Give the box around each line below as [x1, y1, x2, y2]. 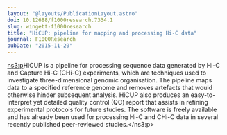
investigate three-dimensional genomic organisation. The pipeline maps [7, 76, 212, 84]
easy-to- [190, 91, 216, 99]
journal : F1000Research [7, 36, 76, 43]
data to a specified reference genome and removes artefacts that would [7, 84, 213, 91]
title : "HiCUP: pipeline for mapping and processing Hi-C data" [7, 29, 197, 37]
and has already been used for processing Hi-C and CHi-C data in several [7, 113, 219, 121]
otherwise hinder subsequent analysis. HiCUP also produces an [7, 91, 190, 99]
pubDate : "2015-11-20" [7, 42, 73, 49]
